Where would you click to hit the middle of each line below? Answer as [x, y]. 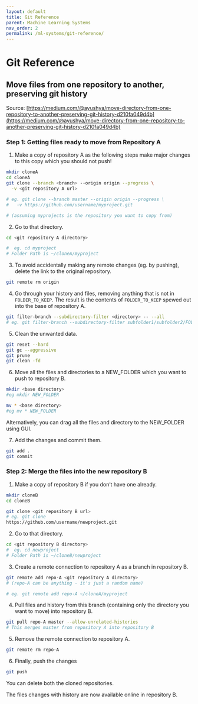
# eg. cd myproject [32, 248]
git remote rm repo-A [33, 650]
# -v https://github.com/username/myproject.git [70, 205]
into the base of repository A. [50, 306]
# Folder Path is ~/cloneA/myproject [52, 254]
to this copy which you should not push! [63, 161]
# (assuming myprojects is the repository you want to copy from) [89, 215]
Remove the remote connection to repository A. [72, 639]
